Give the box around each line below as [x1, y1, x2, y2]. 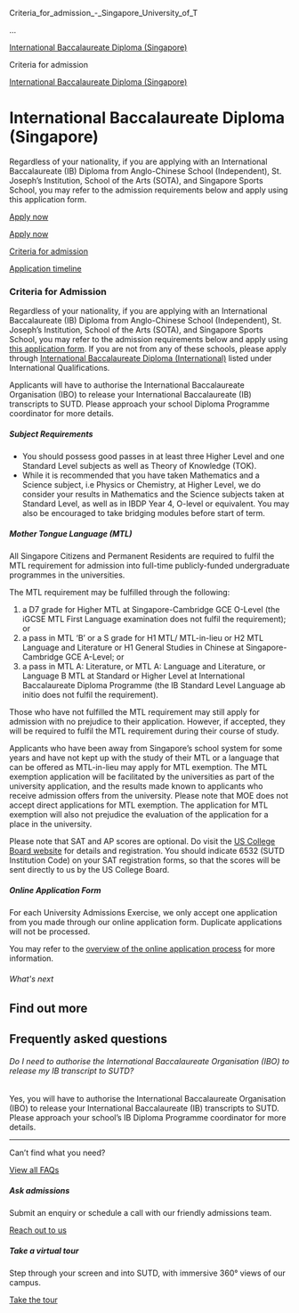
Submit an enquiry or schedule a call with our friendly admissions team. [9, 1207, 272, 1218]
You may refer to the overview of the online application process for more [9, 944, 276, 955]
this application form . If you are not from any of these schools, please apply [9, 343, 287, 355]
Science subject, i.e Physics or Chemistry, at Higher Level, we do [21, 480, 261, 490]
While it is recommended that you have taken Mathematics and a [21, 470, 260, 480]
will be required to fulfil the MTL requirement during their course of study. [9, 726, 279, 736]
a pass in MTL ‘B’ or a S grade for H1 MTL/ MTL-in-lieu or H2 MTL [21, 633, 264, 644]
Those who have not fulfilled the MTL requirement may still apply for [9, 707, 260, 718]
